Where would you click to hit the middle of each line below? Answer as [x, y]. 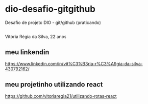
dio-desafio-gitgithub [50, 9]
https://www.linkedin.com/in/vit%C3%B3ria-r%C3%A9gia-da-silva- [74, 64]
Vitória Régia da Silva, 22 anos [36, 37]
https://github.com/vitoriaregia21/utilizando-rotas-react [61, 96]
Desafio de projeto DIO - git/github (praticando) [53, 22]
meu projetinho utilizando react [54, 84]
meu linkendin [27, 52]
